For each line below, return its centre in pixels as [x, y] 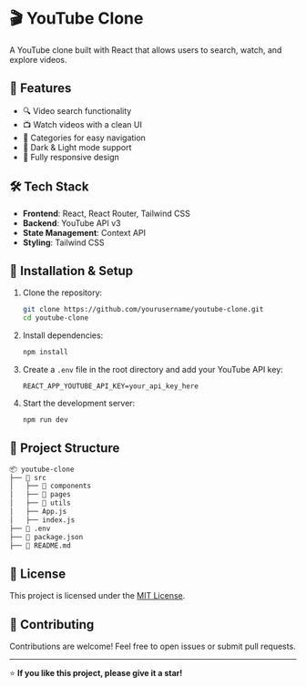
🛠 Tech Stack [49, 187]
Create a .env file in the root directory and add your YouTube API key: [153, 369]
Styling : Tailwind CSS [63, 242]
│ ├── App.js [38, 512]
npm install [45, 353]
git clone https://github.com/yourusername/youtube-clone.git [143, 310]
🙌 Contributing [52, 625]
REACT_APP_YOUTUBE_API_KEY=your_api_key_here [110, 386]
